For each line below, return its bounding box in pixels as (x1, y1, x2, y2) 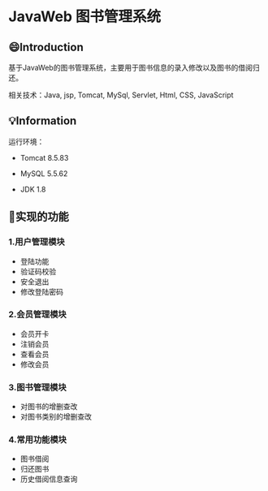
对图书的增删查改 (19, 402, 78, 411)
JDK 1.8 (19, 184, 46, 194)
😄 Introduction (8, 40, 84, 54)
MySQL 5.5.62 (19, 168, 68, 179)
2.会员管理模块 (8, 309, 67, 321)
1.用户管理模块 (8, 236, 65, 248)
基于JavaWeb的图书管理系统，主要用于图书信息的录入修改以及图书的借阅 (8, 62, 253, 72)
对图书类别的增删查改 (19, 411, 92, 422)
